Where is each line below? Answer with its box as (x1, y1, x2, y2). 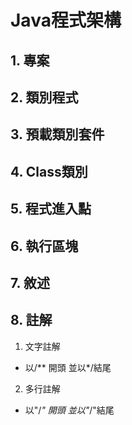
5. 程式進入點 (10, 201, 92, 218)
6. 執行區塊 (10, 237, 79, 255)
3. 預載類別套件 (10, 126, 105, 143)
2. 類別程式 (10, 89, 79, 106)
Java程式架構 (10, 9, 122, 32)
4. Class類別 (10, 163, 88, 180)
